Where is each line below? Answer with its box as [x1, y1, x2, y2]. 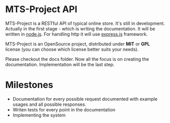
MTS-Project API [5, 4, 78, 15]
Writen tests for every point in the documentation [12, 106, 116, 112]
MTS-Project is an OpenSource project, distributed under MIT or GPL [5, 40, 150, 47]
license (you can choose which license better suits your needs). [5, 46, 139, 52]
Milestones [5, 79, 53, 91]
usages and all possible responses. [12, 101, 86, 107]
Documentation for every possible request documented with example [12, 96, 158, 102]
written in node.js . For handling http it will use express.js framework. [5, 31, 148, 37]
